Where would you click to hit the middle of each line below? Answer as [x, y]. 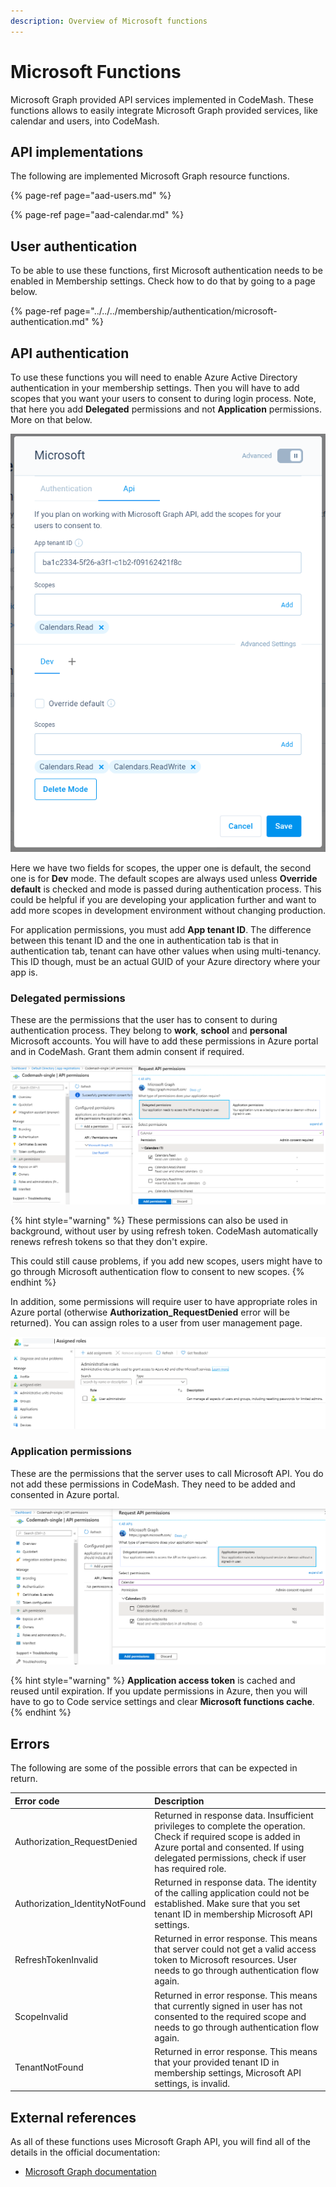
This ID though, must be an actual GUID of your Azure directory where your [165, 961]
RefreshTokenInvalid [56, 1960]
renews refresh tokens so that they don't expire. [109, 1242]
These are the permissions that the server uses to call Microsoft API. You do [167, 1473]
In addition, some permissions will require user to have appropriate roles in [164, 1302]
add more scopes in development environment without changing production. [168, 910]
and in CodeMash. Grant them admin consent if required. [127, 1052]
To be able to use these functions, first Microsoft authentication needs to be [166, 271]
